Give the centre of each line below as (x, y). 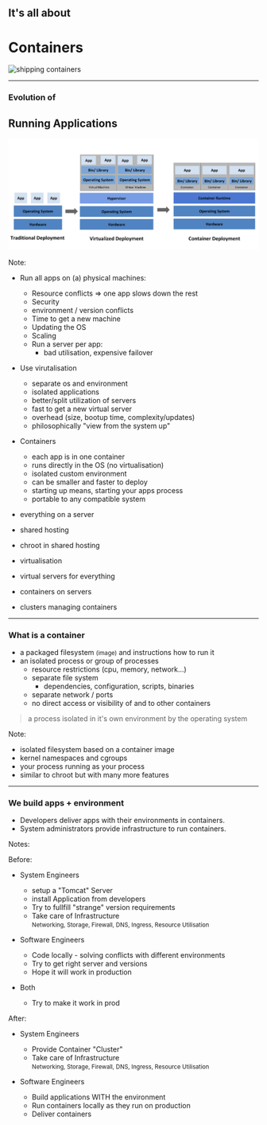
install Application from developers (89, 899)
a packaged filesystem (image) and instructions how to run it (117, 653)
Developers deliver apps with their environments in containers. (122, 821)
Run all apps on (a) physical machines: (83, 277)
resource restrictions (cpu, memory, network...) (109, 669)
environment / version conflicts (82, 310)
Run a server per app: (67, 344)
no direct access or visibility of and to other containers (121, 704)
